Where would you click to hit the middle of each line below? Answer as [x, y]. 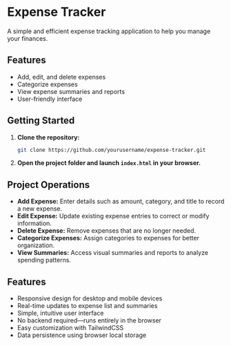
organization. [36, 245]
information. [34, 223]
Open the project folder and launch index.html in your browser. [109, 163]
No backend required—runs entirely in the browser [89, 320]
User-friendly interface [50, 99]
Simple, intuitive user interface [60, 313]
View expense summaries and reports [71, 91]
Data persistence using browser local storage [82, 335]
